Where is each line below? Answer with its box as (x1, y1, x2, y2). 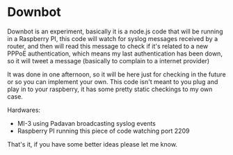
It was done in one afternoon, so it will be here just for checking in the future (7, 70, 226, 79)
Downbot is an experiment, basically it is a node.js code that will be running (7, 27, 223, 35)
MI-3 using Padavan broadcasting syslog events (17, 119, 156, 127)
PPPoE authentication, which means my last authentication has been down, (7, 49, 223, 58)
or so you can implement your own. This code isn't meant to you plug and (7, 77, 218, 85)
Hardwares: (7, 106, 40, 114)
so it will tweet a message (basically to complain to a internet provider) (7, 56, 210, 65)
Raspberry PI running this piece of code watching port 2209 (17, 127, 190, 135)
